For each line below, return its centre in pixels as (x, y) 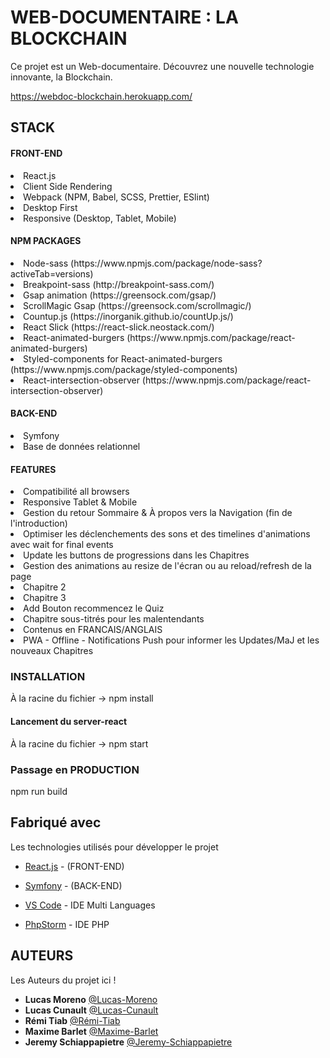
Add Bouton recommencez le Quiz (94, 608)
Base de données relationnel (82, 446)
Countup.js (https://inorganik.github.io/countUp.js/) (128, 316)
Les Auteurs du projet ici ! (63, 980)
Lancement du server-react (69, 722)
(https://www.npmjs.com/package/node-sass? (166, 263)
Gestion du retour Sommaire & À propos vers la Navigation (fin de (158, 513)
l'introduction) (39, 523)
